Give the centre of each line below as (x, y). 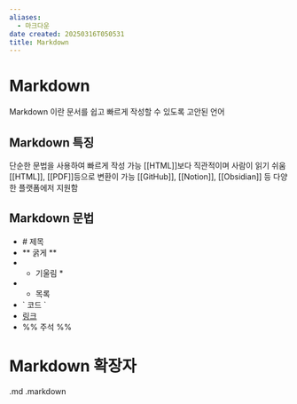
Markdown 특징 (52, 143)
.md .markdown (38, 391)
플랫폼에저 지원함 (48, 188)
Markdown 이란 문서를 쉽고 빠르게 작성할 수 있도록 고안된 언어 (117, 112)
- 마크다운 (34, 26)
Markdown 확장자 (73, 366)
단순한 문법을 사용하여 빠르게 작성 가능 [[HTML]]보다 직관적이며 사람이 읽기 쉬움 (148, 166)
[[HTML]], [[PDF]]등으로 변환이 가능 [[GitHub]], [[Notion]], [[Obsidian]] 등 (141, 177)
